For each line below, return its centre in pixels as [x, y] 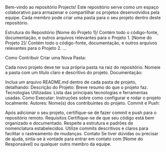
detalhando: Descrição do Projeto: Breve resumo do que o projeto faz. [77, 87]
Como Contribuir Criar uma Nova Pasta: [46, 58]
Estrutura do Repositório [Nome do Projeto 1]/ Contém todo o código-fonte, [82, 32]
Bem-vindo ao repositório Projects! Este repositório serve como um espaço [82, 7]
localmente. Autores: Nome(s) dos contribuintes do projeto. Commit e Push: [83, 103]
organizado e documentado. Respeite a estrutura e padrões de [69, 123]
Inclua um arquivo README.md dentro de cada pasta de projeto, [71, 82]
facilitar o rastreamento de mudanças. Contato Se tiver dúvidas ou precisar [82, 133]
